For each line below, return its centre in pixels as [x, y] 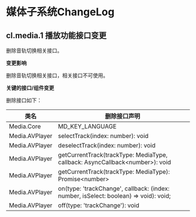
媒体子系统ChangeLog [60, 12]
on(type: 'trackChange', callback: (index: [114, 189]
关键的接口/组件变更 [30, 88]
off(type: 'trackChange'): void [99, 205]
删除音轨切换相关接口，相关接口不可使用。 [57, 75]
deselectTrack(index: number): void [107, 145]
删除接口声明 [123, 116]
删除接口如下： [24, 100]
